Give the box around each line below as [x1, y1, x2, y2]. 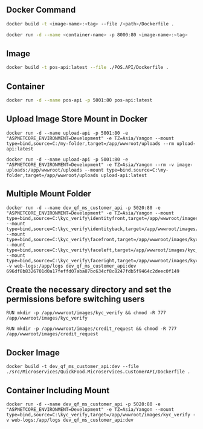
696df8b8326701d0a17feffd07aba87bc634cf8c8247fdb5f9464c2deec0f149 [6, 268, 180, 274]
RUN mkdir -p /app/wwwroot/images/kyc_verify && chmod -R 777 [6, 310, 166, 316]
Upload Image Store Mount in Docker [6, 114, 148, 124]
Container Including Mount [6, 385, 110, 395]
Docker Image [6, 347, 60, 358]
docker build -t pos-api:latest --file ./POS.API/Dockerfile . [6, 65, 169, 71]
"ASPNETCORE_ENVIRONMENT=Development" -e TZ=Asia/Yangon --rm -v [6, 161, 174, 168]
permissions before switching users [6, 294, 145, 304]
